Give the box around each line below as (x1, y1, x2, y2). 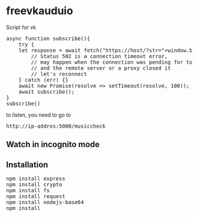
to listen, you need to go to (6, 111, 71, 118)
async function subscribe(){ (6, 35, 90, 42)
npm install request (6, 193, 66, 200)
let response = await (18, 47, 81, 54)
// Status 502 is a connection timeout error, (31, 53, 168, 60)
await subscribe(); (18, 88, 75, 95)
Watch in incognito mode (6, 140, 100, 150)
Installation (6, 160, 48, 170)
